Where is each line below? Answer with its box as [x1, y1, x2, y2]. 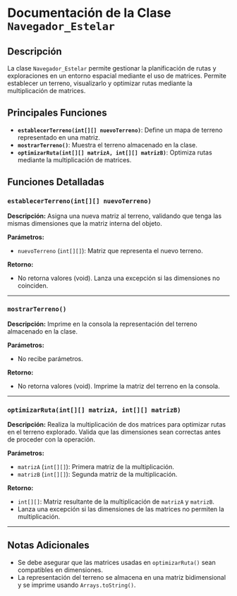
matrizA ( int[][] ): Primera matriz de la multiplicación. [17, 463, 174, 471]
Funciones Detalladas [7, 176, 104, 188]
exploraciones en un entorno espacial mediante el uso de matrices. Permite [7, 72, 227, 80]
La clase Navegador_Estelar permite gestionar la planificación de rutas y [7, 64, 217, 72]
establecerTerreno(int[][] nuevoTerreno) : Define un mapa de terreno [17, 126, 223, 134]
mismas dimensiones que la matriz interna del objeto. [7, 219, 162, 227]
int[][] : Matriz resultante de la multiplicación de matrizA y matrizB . [17, 497, 215, 506]
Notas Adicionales [7, 540, 90, 552]
